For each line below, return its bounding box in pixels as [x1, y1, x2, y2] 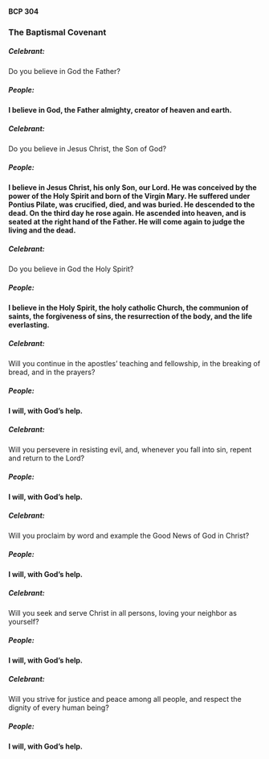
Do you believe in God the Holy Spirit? [8, 264, 134, 274]
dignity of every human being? [8, 703, 110, 712]
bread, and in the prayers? [8, 367, 96, 377]
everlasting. [8, 320, 50, 330]
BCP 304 [8, 6, 39, 16]
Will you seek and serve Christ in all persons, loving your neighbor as [8, 608, 237, 618]
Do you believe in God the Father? [8, 67, 120, 76]
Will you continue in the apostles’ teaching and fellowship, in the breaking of [8, 359, 261, 369]
